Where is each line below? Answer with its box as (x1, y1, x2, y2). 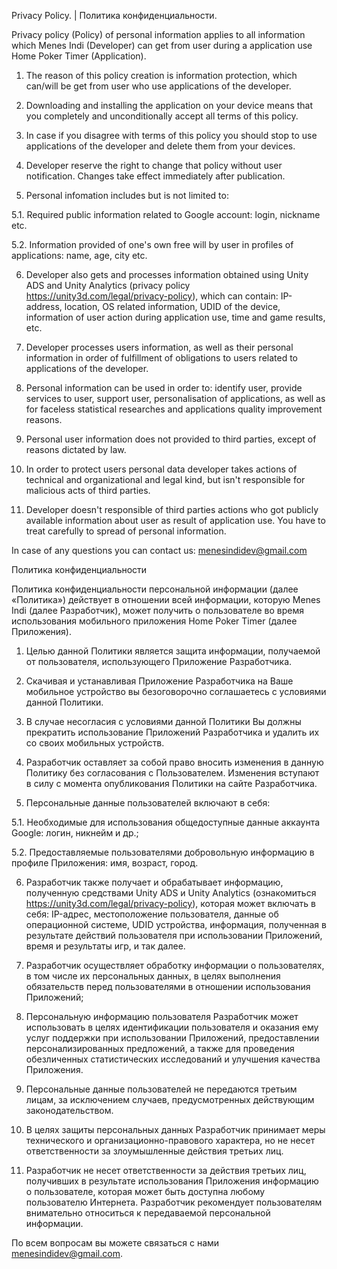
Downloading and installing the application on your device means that (25, 100, 314, 111)
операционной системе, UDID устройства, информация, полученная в (25, 919, 327, 930)
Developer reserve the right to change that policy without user (25, 160, 283, 171)
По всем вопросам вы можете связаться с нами (11, 1237, 220, 1249)
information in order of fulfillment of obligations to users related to (25, 352, 299, 364)
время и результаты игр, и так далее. (25, 940, 186, 952)
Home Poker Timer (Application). (11, 50, 147, 62)
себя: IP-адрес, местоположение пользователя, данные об (25, 908, 279, 920)
